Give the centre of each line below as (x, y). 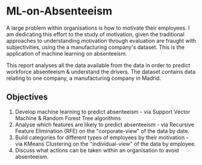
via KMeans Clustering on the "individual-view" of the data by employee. (105, 144)
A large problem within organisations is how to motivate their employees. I (98, 28)
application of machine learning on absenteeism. (67, 53)
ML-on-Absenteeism (59, 11)
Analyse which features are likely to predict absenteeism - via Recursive (105, 125)
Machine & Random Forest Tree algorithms (68, 118)
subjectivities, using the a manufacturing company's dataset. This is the (96, 47)
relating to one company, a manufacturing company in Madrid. (84, 78)
